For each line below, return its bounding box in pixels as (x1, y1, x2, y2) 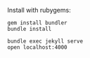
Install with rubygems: (7, 6, 72, 14)
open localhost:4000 (7, 44, 68, 51)
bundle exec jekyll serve (7, 38, 83, 45)
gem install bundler (7, 20, 68, 27)
